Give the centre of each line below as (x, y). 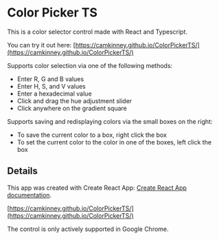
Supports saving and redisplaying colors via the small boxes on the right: (110, 121)
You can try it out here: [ (41, 45)
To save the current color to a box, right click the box (92, 135)
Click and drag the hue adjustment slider (74, 100)
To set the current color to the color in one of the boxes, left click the (114, 142)
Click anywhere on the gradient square (72, 108)
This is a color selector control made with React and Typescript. (97, 32)
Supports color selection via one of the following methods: (90, 65)
